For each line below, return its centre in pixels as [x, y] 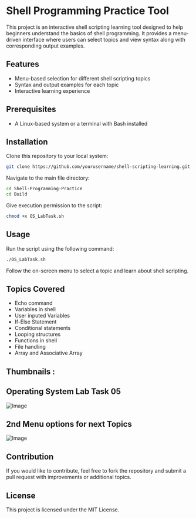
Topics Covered [36, 289]
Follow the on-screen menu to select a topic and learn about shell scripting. [97, 271]
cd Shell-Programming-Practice [44, 189]
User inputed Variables [42, 316]
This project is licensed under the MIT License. [63, 510]
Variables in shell [35, 309]
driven [14, 39]
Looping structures [38, 334]
